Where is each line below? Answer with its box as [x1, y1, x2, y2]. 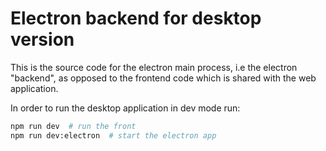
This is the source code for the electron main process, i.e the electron [10, 61, 298, 73]
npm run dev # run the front [10, 121, 137, 131]
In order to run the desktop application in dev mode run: [10, 102, 241, 114]
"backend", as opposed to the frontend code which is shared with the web [10, 72, 317, 84]
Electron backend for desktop [10, 7, 262, 30]
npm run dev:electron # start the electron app [10, 130, 217, 141]
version [10, 28, 75, 51]
